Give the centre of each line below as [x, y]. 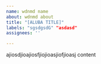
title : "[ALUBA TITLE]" [35, 22]
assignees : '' [23, 33]
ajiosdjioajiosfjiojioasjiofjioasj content [51, 55]
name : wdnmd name [27, 11]
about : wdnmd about [30, 17]
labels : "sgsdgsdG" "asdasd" [42, 28]
